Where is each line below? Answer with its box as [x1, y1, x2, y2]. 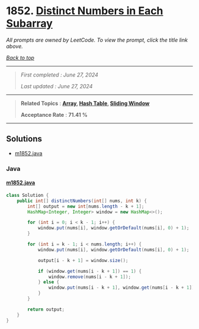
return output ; [27, 306, 65, 312]
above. [6, 43, 23, 50]
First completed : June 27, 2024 [20, 71, 99, 78]
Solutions [6, 134, 43, 144]
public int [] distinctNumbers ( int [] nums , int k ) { [17, 197, 147, 204]
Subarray [6, 17, 53, 30]
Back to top [6, 54, 34, 61]
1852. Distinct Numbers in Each [6, 4, 163, 18]
